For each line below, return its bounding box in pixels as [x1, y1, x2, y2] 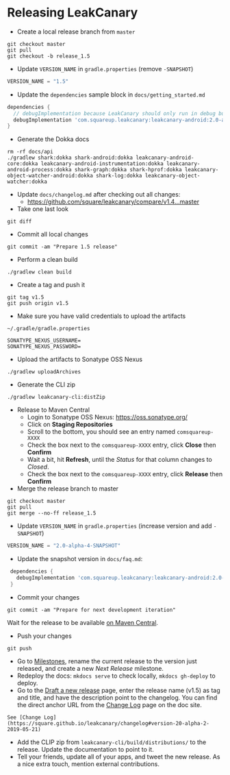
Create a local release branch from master [16, 27, 136, 36]
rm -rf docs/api [7, 149, 53, 156]
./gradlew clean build [7, 269, 72, 275]
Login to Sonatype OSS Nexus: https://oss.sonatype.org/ [27, 413, 188, 421]
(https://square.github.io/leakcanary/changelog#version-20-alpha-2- [7, 719, 210, 727]
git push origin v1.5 [7, 300, 69, 307]
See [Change [7, 714, 41, 721]
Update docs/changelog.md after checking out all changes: [16, 190, 181, 199]
